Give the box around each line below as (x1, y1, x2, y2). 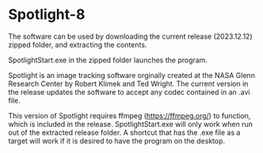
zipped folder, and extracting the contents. (8, 39, 147, 49)
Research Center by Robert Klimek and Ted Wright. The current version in (8, 79, 249, 88)
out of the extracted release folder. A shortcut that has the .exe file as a (8, 128, 241, 137)
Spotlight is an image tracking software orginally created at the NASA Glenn (8, 70, 256, 80)
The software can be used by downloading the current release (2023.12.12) (8, 32, 253, 41)
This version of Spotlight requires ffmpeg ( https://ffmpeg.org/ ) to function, (8, 110, 251, 120)
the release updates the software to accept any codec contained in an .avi (8, 87, 250, 96)
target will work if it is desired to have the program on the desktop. (8, 136, 226, 145)
